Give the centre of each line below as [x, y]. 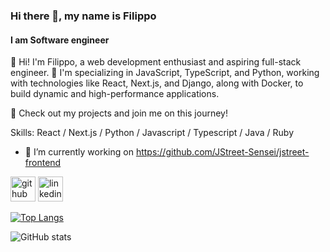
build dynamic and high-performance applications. [115, 94]
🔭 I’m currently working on [79, 152]
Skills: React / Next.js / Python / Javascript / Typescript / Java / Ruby [152, 133]
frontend [43, 163]
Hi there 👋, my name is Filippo [83, 16]
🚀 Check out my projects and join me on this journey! [119, 113]
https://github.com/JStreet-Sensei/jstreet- [222, 152]
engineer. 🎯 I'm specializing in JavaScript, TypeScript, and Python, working [165, 73]
